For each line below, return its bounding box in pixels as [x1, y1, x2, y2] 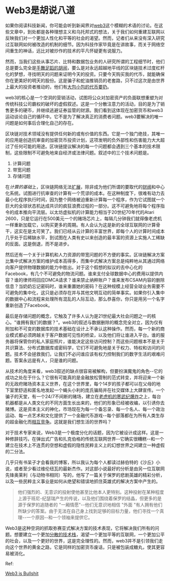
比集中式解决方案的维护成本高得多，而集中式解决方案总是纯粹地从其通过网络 [5, 258, 165, 264]
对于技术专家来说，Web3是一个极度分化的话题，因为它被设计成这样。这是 [5, 429, 159, 436]
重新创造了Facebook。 [5, 302, 53, 308]
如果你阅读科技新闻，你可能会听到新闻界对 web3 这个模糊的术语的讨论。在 [5, 22, 159, 28]
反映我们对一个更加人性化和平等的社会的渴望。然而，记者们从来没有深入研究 [5, 35, 165, 41]
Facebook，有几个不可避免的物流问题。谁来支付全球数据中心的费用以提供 [5, 270, 159, 277]
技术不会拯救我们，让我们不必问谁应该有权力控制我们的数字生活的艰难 [14, 351, 160, 357]
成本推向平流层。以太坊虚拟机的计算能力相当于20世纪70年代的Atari [14, 209, 154, 215]
